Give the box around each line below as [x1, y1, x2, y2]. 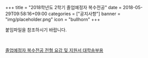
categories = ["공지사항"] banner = [48, 11, 121, 17]
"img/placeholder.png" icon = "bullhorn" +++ [5, 17, 101, 22]
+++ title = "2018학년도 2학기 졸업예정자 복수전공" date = [5, 5, 122, 10]
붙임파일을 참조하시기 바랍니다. [5, 27, 67, 33]
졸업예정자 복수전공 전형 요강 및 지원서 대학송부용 [5, 47, 104, 53]
